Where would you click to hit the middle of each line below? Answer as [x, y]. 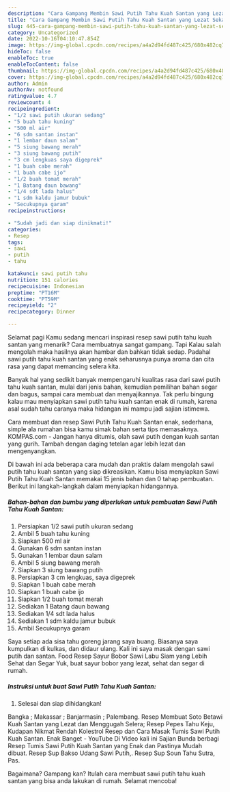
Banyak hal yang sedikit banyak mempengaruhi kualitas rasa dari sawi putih [114, 380]
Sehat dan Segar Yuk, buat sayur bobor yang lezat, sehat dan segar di [106, 663]
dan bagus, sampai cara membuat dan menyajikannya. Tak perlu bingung [111, 394]
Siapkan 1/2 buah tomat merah [60, 599]
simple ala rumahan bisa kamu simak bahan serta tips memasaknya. [103, 429]
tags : [15, 242]
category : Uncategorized [43, 33]
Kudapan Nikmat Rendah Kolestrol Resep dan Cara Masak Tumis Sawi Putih [114, 731]
